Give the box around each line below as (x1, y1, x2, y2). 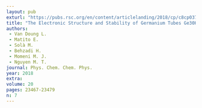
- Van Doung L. (8, 31, 47, 37)
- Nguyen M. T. (8, 59, 47, 65)
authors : (6, 25, 28, 32)
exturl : (6, 14, 26, 20)
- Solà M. (8, 43, 34, 49)
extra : (6, 76, 23, 82)
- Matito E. (8, 37, 39, 43)
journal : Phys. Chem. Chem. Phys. (6, 64, 93, 71)
